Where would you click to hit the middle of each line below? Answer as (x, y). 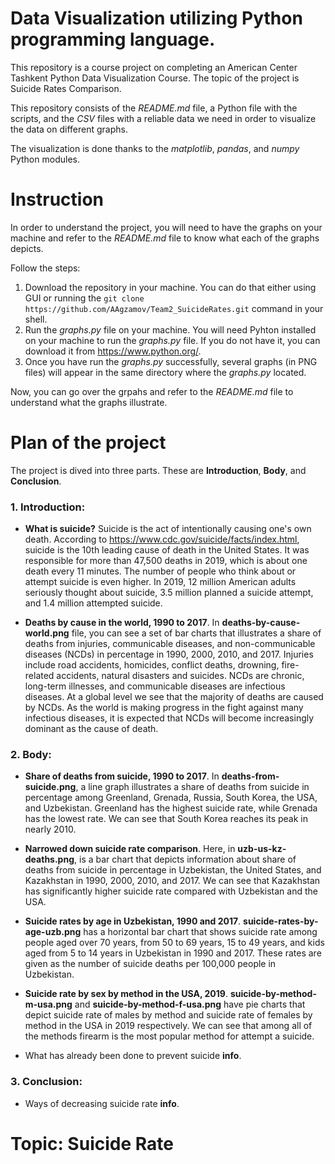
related (39, 676)
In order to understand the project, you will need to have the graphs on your (166, 227)
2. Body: (31, 755)
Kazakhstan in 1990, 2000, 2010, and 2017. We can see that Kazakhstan (172, 881)
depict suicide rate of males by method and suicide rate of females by (168, 1015)
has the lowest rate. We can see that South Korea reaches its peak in (166, 819)
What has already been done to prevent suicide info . (133, 1056)
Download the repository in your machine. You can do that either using (170, 287)
